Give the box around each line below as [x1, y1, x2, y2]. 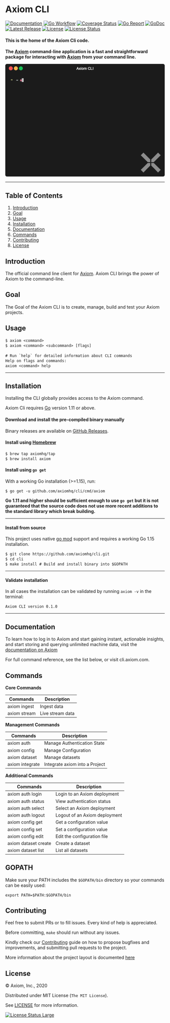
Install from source [5, 525, 46, 531]
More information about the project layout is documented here [5, 955, 135, 961]
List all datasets [55, 847, 88, 854]
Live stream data [39, 710, 75, 716]
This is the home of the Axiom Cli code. [5, 37, 90, 44]
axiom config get [7, 819, 43, 825]
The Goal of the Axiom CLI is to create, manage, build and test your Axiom [5, 304, 160, 310]
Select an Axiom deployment [55, 805, 115, 811]
